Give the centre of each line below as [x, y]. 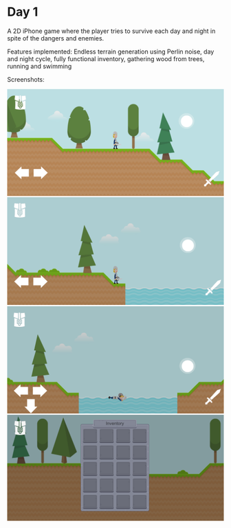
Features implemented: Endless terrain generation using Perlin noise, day [111, 51]
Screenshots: [26, 79]
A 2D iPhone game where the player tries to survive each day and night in [111, 31]
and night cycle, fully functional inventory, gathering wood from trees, [106, 58]
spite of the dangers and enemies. [56, 38]
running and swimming [40, 66]
